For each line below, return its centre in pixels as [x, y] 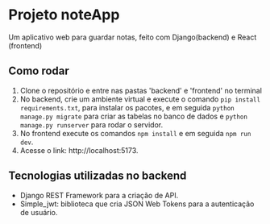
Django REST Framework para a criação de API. [99, 195]
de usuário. [39, 212]
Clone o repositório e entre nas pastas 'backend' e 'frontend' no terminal [141, 90]
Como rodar [39, 71]
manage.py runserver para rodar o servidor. [91, 124]
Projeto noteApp [64, 15]
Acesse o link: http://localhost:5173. [79, 150]
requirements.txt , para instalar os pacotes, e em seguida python [127, 107]
